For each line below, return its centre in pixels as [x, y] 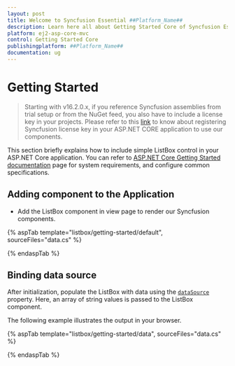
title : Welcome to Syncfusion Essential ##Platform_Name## [95, 20]
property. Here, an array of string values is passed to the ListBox [100, 300]
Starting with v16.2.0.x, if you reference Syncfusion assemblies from [123, 106]
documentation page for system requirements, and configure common [108, 164]
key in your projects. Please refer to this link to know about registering [125, 121]
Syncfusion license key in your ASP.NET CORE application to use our [123, 129]
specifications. [29, 172]
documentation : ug [34, 53]
